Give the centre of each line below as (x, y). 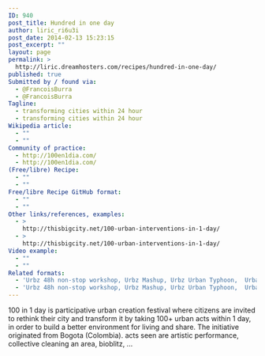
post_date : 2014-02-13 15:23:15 (61, 38)
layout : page (30, 52)
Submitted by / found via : (52, 81)
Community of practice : (47, 148)
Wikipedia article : (40, 126)
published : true (35, 74)
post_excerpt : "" (37, 45)
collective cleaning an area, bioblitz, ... (71, 344)
